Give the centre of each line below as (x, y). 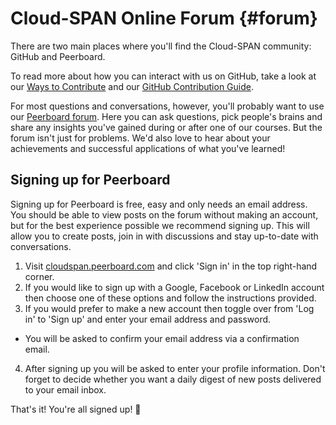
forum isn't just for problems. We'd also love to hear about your (140, 138)
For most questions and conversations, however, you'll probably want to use (167, 106)
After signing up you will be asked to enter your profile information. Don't (175, 368)
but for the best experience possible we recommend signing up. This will (160, 225)
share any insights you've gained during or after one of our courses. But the (166, 127)
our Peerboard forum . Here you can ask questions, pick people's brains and (166, 116)
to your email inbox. (65, 389)
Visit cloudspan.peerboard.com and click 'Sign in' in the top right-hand (171, 266)
